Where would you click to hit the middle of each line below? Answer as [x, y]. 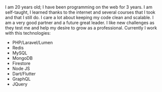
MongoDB [22, 58]
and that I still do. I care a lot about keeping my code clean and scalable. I [79, 17]
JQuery [20, 84]
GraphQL [21, 79]
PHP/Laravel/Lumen [32, 43]
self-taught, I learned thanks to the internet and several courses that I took [80, 12]
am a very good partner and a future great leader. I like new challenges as [80, 23]
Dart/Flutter [24, 74]
